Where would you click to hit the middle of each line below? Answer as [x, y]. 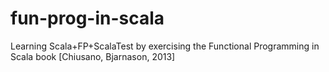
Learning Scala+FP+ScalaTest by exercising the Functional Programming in [165, 46]
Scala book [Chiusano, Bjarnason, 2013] [93, 56]
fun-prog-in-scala [87, 18]
